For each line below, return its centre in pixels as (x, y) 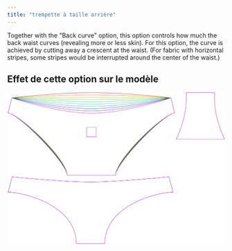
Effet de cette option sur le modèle (83, 79)
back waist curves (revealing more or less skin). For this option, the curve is (115, 42)
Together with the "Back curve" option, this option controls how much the (112, 35)
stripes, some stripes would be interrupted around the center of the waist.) (114, 57)
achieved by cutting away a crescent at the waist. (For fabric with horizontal (115, 50)
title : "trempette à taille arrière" (62, 15)
